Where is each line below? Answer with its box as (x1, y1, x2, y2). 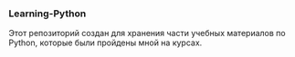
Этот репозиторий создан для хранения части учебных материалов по (8, 28, 286, 39)
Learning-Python (8, 7, 87, 20)
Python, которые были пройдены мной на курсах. (8, 37, 203, 48)
